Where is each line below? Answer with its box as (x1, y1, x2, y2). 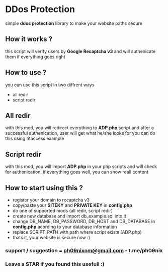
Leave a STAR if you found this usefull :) (5, 260, 105, 267)
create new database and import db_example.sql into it (12, 213, 127, 219)
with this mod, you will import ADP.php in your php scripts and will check (5, 164, 157, 170)
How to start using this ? (5, 183, 83, 192)
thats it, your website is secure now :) (12, 235, 91, 240)
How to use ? (5, 68, 47, 77)
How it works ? (5, 35, 53, 43)
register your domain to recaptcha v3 (12, 197, 90, 203)
